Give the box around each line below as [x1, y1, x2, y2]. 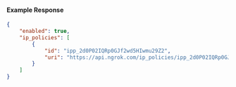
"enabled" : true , [19, 28, 70, 35]
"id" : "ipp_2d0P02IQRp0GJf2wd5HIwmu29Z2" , [44, 47, 171, 54]
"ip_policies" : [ [19, 34, 70, 41]
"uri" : [44, 53, 64, 61]
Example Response [6, 6, 64, 14]
